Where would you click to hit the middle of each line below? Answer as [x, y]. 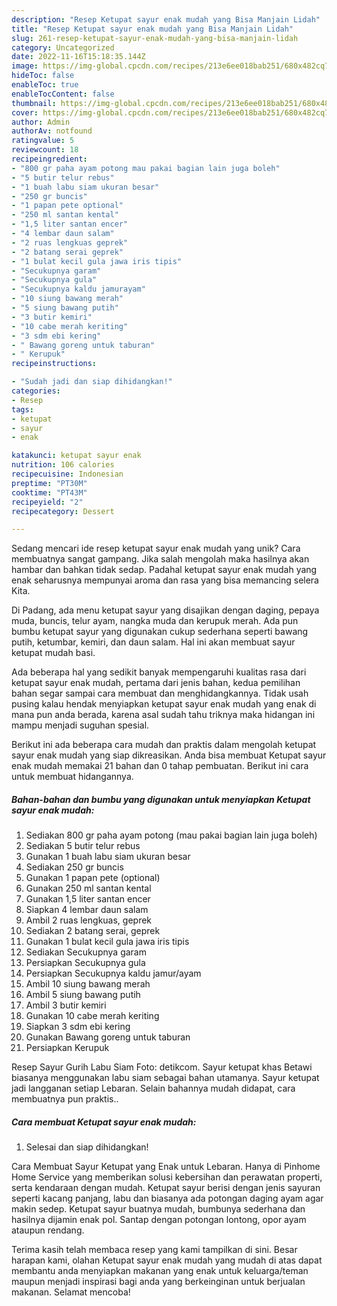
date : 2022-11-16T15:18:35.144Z [78, 57]
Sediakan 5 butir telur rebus [83, 846]
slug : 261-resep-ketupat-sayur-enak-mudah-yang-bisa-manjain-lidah [155, 38]
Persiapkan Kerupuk [67, 1048]
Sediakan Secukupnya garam [86, 952]
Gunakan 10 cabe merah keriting [92, 1016]
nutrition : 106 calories [63, 465]
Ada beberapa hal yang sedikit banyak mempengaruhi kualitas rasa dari [159, 672]
